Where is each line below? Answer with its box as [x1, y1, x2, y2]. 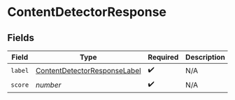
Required [148, 53, 179, 62]
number [35, 80, 62, 90]
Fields [7, 32, 35, 44]
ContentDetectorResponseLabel [35, 65, 141, 75]
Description [185, 53, 226, 62]
